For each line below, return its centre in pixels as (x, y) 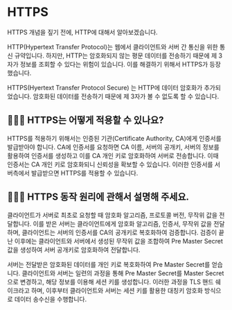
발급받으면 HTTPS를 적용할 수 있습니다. (84, 173)
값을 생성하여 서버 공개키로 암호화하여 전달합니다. (74, 250)
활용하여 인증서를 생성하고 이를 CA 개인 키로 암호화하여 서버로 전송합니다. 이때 (113, 155)
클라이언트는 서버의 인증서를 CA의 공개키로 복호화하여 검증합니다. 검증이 (119, 232)
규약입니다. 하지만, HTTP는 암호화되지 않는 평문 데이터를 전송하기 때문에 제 (116, 55)
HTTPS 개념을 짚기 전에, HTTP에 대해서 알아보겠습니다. (82, 32)
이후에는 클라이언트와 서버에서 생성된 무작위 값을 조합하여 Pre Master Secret (118, 241)
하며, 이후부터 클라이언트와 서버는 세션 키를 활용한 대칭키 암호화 (117, 290)
